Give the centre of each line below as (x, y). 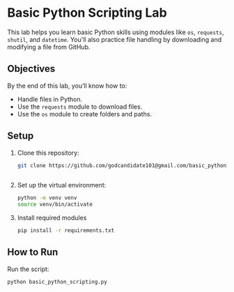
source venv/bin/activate (55, 205)
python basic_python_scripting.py (57, 282)
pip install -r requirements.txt (66, 231)
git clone (32, 165)
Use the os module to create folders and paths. (84, 114)
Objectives (31, 69)
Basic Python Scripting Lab (87, 13)
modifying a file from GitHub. (49, 47)
